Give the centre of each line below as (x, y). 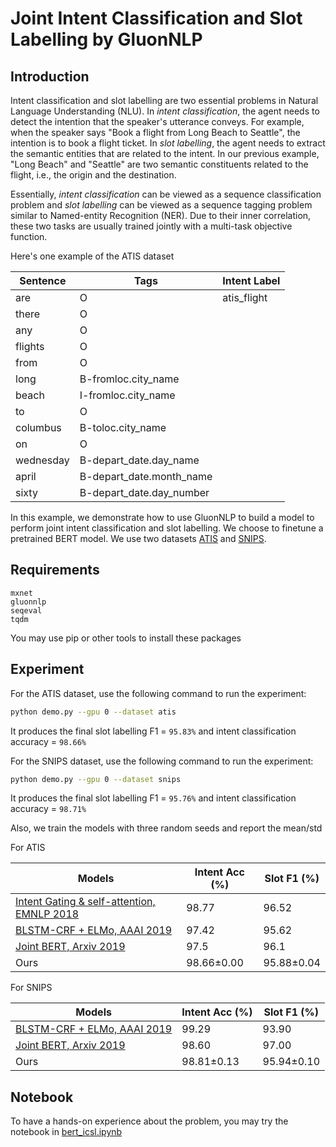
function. (29, 236)
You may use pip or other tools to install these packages (126, 638)
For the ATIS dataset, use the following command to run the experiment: (158, 693)
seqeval (26, 610)
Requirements (55, 570)
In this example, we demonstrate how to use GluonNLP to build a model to (162, 517)
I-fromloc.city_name (127, 395)
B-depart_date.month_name (146, 476)
